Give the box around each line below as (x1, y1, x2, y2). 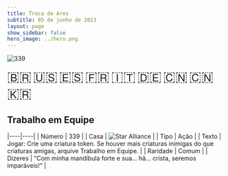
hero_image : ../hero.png (7, 36, 78, 43)
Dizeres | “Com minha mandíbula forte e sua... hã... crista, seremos (7, 154, 197, 162)
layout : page (7, 23, 45, 30)
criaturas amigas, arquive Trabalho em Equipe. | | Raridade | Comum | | (7, 146, 208, 155)
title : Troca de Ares (7, 10, 69, 17)
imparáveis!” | (7, 161, 47, 169)
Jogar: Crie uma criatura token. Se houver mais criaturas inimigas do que (7, 139, 214, 148)
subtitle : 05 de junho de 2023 (7, 16, 97, 23)
